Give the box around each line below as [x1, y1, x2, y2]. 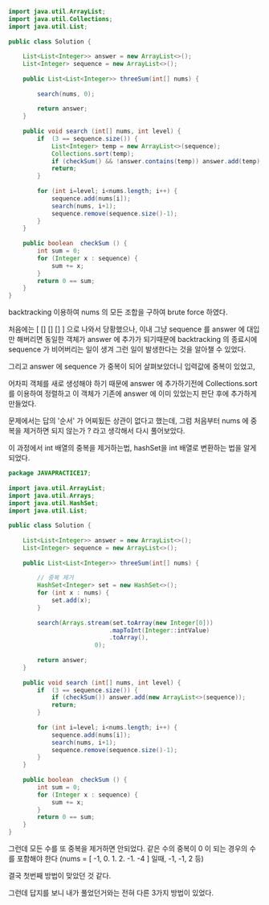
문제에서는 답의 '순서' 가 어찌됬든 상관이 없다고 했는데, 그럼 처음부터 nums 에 [8, 416, 249, 426]
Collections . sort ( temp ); [51, 150, 135, 158]
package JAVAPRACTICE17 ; [8, 469, 92, 478]
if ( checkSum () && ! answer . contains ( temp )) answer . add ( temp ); [51, 157, 264, 165]
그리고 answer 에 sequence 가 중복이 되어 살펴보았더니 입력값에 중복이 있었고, [8, 362, 255, 372]
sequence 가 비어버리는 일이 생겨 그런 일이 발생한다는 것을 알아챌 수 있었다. [8, 344, 247, 354]
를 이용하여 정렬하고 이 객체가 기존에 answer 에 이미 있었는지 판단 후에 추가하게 [8, 389, 257, 398]
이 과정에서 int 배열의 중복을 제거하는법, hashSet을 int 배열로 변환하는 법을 [8, 443, 243, 453]
